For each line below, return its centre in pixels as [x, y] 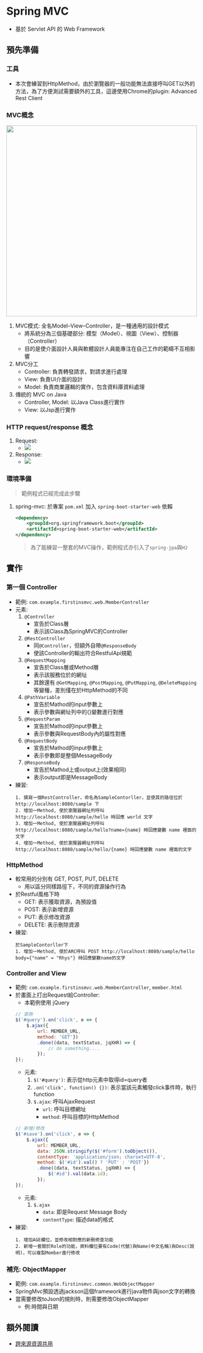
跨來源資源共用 [34, 1343]
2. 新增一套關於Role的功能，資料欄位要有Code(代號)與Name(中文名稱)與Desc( [102, 1246]
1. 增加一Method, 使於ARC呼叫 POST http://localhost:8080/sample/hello [105, 952]
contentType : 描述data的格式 [78, 1219]
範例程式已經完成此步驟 [51, 493]
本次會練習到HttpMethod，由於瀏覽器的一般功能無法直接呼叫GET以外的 [105, 83]
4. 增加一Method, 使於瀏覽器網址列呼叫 [60, 843]
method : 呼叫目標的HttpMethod [81, 1117]
